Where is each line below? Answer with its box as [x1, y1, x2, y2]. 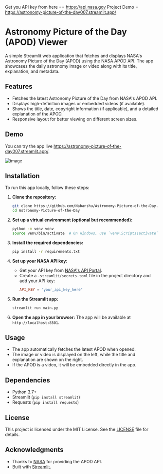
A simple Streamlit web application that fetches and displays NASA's [5, 53, 142, 58]
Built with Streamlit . [12, 464, 51, 470]
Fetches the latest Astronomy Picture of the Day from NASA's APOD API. [12, 95, 158, 101]
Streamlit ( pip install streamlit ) [12, 394, 80, 400]
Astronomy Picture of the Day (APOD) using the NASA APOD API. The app [5, 58, 154, 64]
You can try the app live [5, 143, 53, 149]
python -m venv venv [12, 227, 54, 231]
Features [5, 82, 33, 91]
